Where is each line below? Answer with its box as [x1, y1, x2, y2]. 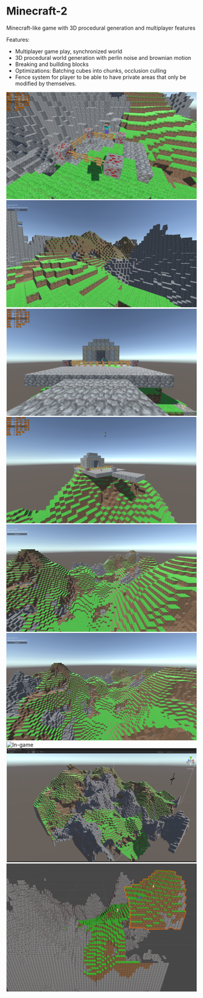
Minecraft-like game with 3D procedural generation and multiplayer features [6, 24, 196, 31]
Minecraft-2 [6, 4, 68, 18]
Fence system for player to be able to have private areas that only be [14, 73, 187, 80]
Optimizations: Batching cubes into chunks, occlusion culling [14, 67, 167, 74]
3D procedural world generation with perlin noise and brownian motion [14, 54, 192, 61]
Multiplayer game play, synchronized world [14, 47, 123, 55]
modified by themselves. [14, 80, 77, 87]
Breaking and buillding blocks [14, 61, 89, 68]
